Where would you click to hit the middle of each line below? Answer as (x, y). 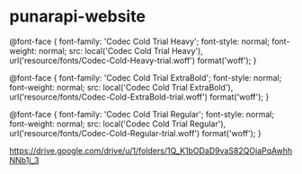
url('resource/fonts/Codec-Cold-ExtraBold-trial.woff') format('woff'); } (139, 97)
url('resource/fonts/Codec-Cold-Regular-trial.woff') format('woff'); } (136, 133)
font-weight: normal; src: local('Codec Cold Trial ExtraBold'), (121, 87)
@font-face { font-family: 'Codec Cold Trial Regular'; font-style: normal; (142, 114)
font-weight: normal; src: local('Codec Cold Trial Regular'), (118, 124)
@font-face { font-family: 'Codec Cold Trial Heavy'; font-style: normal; (139, 41)
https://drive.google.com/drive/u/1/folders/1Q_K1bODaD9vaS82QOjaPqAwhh (151, 151)
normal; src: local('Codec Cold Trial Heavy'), (121, 50)
